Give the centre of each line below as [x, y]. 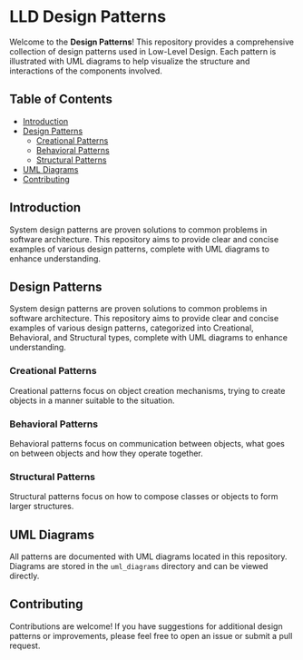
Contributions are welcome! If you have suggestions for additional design [146, 626]
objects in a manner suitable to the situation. [92, 400]
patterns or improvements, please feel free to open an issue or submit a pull [151, 635]
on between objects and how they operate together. [106, 453]
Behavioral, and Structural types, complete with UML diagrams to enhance [149, 338]
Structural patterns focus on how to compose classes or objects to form [144, 497]
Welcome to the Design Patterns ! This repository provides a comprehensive [152, 42]
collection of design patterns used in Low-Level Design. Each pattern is [143, 51]
